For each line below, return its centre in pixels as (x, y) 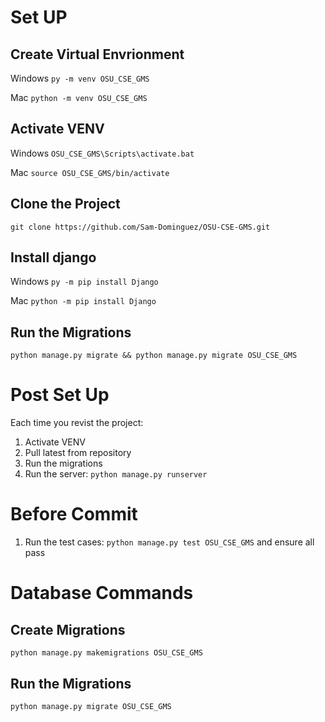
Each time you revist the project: (77, 423)
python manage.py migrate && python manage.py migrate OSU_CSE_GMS (154, 356)
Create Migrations (68, 629)
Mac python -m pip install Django (83, 301)
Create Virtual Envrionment (97, 54)
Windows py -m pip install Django (84, 282)
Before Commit (74, 514)
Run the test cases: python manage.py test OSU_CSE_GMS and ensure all (169, 542)
